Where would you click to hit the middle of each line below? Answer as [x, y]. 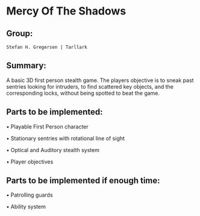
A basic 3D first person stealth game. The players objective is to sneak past [100, 80]
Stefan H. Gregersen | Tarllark [47, 47]
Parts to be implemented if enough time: [83, 181]
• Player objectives [30, 162]
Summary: [26, 65]
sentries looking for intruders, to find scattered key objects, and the [90, 86]
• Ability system [26, 207]
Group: [20, 33]
